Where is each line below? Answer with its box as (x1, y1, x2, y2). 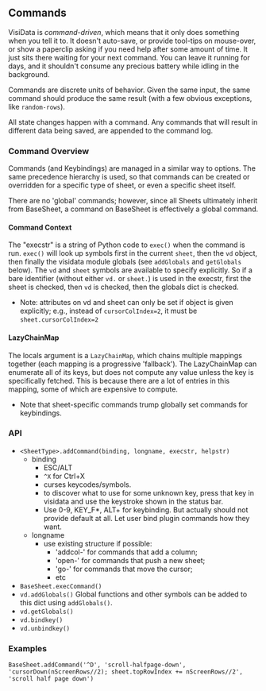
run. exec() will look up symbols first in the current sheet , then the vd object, (8, 249, 258, 258)
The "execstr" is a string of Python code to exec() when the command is (8, 240, 245, 249)
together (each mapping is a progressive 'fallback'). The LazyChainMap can (8, 359, 257, 369)
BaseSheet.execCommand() (19, 582, 102, 590)
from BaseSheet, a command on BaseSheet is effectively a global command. (8, 204, 259, 214)
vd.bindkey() (19, 616, 64, 624)
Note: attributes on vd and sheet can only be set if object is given (19, 298, 233, 307)
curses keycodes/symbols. (43, 480, 132, 489)
